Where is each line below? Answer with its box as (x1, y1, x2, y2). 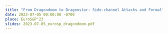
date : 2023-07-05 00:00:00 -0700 (5, 12, 75, 17)
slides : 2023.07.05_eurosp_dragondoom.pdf (5, 21, 95, 26)
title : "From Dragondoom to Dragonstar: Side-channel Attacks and (5, 7, 146, 12)
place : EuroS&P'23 (5, 16, 43, 21)
